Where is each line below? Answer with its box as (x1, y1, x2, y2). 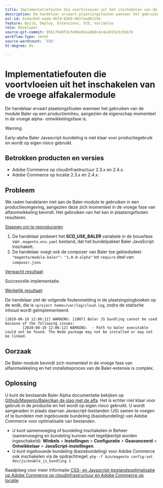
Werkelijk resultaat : (5, 288, 44, 294)
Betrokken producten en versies (5, 154, 104, 162)
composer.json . (12, 259, 42, 265)
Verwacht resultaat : (5, 269, 45, 275)
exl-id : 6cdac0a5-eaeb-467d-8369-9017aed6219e (5, 16, 101, 21)
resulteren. (5, 215, 27, 221)
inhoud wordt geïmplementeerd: (5, 307, 69, 313)
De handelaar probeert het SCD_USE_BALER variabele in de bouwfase (12, 233, 153, 239)
